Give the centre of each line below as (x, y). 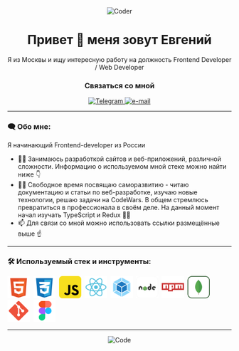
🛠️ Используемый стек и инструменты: (79, 261)
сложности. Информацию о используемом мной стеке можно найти (122, 166)
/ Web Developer (119, 67)
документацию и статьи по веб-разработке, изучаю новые (107, 192)
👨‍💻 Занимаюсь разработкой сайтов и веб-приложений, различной (119, 159)
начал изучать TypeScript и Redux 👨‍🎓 (74, 215)
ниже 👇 (29, 174)
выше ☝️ (30, 234)
